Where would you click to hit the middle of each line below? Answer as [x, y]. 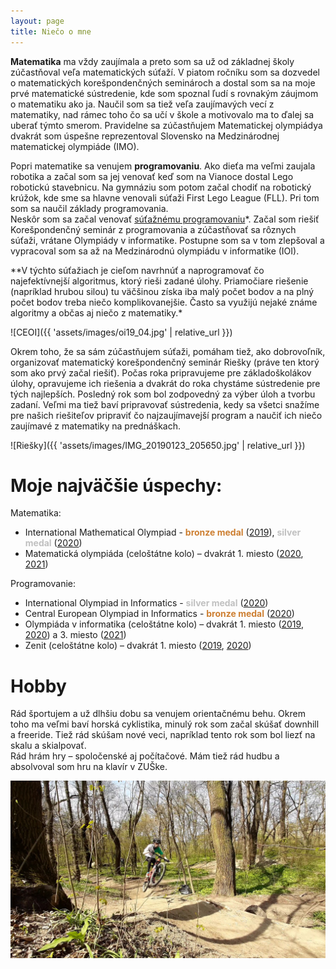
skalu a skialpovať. [48, 746]
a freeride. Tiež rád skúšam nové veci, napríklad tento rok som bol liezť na [163, 735]
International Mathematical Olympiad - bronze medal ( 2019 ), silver [163, 532]
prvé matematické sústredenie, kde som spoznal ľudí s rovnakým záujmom [164, 93]
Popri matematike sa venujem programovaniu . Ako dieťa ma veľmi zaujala [163, 166]
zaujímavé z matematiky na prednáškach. [96, 426]
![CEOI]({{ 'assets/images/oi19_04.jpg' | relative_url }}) [121, 332]
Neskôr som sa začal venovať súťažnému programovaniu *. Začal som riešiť [165, 219]
